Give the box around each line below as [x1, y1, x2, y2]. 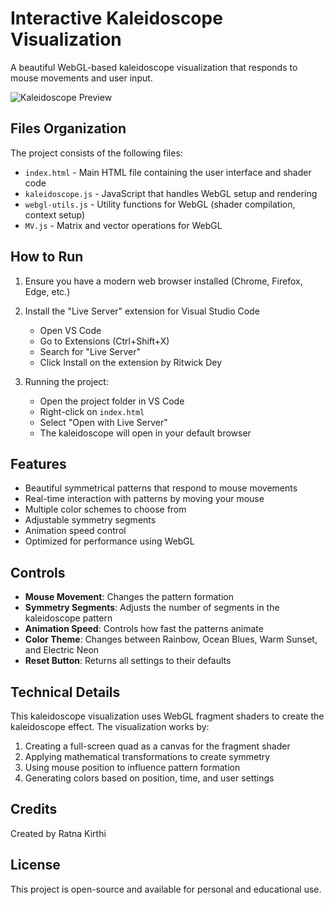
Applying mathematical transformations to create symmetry [24, 751, 271, 762]
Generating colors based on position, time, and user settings [24, 772, 275, 784]
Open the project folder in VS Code [39, 395, 185, 407]
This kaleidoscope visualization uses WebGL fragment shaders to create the [10, 710, 325, 722]
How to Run [10, 248, 84, 266]
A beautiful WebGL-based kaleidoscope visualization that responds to [10, 61, 298, 73]
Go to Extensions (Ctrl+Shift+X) [39, 335, 170, 347]
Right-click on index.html [39, 405, 145, 417]
